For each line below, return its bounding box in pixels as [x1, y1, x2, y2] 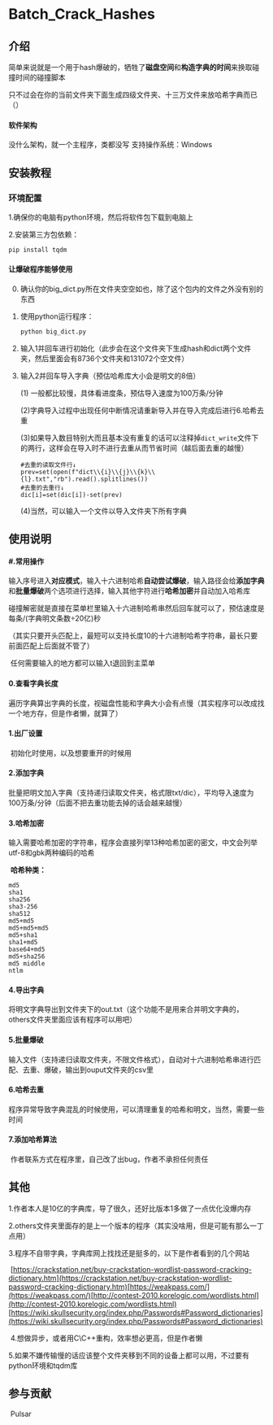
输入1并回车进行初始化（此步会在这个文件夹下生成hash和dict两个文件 [19, 343, 252, 353]
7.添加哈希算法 [8, 1135, 58, 1144]
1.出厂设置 [8, 729, 43, 739]
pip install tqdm [8, 246, 67, 254]
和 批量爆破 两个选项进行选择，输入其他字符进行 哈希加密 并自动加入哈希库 [8, 586, 250, 596]
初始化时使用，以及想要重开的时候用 [10, 747, 132, 757]
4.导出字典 [8, 985, 45, 995]
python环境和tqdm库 [8, 1360, 78, 1371]
